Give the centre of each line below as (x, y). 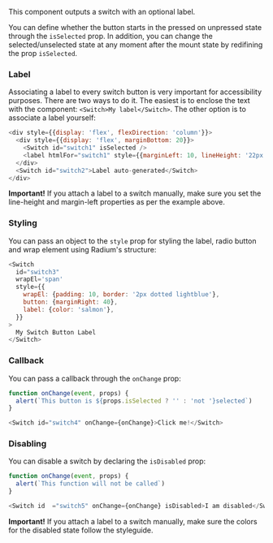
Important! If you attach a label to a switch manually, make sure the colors (133, 521)
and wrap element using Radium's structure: (82, 249)
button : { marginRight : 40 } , (70, 302)
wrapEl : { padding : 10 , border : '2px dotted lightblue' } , (121, 295)
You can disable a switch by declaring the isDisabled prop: (107, 461)
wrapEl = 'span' (39, 279)
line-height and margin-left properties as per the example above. (117, 202)
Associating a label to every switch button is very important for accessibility (135, 92)
